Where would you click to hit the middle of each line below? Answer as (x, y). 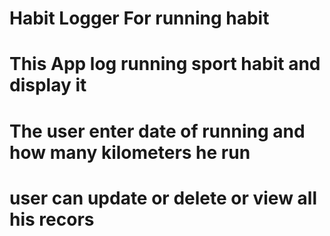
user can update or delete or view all (163, 198)
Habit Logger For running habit (139, 18)
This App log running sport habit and (165, 64)
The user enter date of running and (157, 131)
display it (48, 85)
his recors (52, 219)
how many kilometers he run (130, 152)
